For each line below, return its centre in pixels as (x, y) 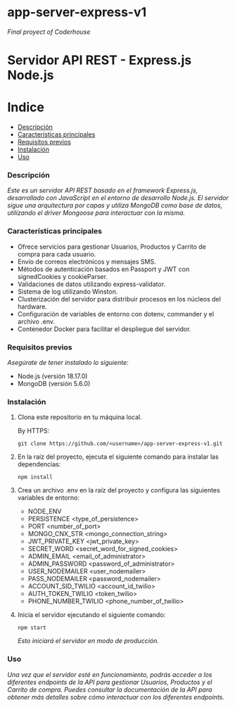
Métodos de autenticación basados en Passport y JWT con (103, 269)
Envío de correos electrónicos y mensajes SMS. (87, 261)
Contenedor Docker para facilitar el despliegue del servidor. (104, 329)
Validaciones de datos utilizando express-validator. (91, 284)
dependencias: (39, 464)
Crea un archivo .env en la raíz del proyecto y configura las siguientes (119, 490)
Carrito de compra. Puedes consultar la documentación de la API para (110, 689)
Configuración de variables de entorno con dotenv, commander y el (116, 313)
